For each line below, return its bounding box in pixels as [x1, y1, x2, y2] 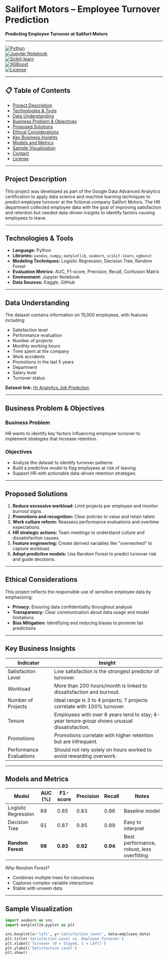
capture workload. [12, 545, 50, 552]
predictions [12, 625, 36, 631]
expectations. [12, 524, 41, 530]
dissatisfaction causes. [12, 534, 60, 540]
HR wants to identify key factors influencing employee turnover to [5, 430, 141, 436]
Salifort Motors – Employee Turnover [5, 4, 161, 15]
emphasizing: [5, 594, 33, 600]
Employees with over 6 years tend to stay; [54, 711, 152, 718]
